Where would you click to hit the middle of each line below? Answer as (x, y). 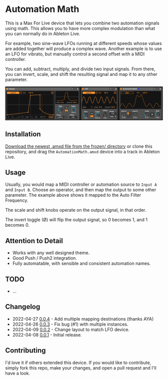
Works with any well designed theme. (51, 253)
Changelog (23, 307)
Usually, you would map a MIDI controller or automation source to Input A (81, 185)
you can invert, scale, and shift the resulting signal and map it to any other (81, 74)
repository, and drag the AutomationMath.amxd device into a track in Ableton (82, 151)
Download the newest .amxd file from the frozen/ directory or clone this (79, 146)
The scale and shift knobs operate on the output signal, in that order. (76, 210)
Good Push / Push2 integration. (45, 258)
